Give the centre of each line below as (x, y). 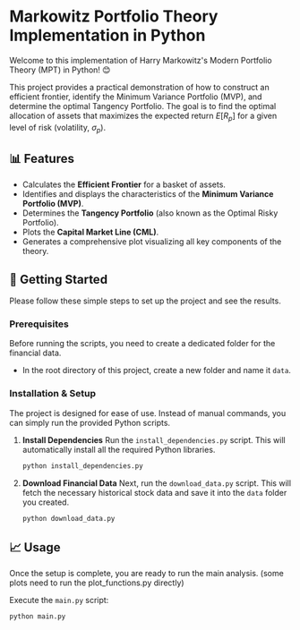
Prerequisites (39, 324)
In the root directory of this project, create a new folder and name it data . (156, 370)
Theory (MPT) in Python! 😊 (60, 70)
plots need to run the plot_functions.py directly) (97, 583)
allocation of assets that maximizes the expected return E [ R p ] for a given (143, 116)
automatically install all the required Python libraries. (119, 449)
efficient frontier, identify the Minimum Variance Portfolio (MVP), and (136, 97)
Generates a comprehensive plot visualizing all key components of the (152, 242)
